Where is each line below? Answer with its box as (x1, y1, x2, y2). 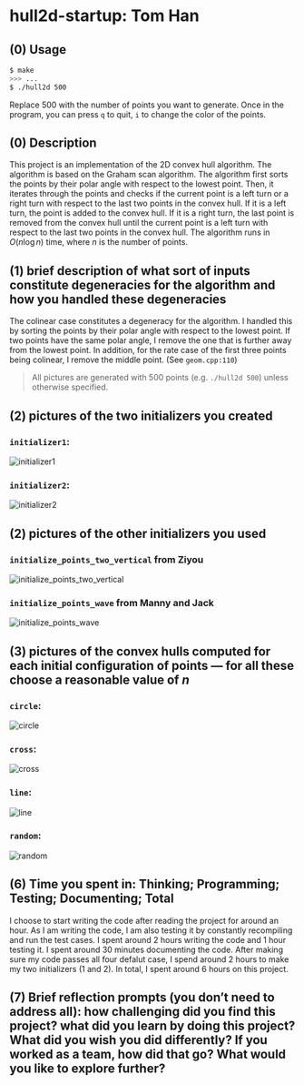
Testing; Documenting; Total (9, 891, 174, 907)
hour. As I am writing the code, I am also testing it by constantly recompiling (9, 925, 293, 936)
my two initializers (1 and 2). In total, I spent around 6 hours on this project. (9, 963, 289, 974)
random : (9, 829, 42, 842)
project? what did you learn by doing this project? (9, 1019, 296, 1033)
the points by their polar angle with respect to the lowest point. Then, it (9, 178, 274, 189)
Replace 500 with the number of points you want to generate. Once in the (9, 99, 284, 110)
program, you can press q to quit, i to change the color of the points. (9, 108, 266, 119)
